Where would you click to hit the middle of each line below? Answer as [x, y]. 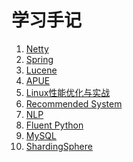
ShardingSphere [59, 146]
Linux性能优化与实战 [68, 92]
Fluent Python [54, 125]
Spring [39, 59]
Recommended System [74, 103]
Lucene [41, 70]
